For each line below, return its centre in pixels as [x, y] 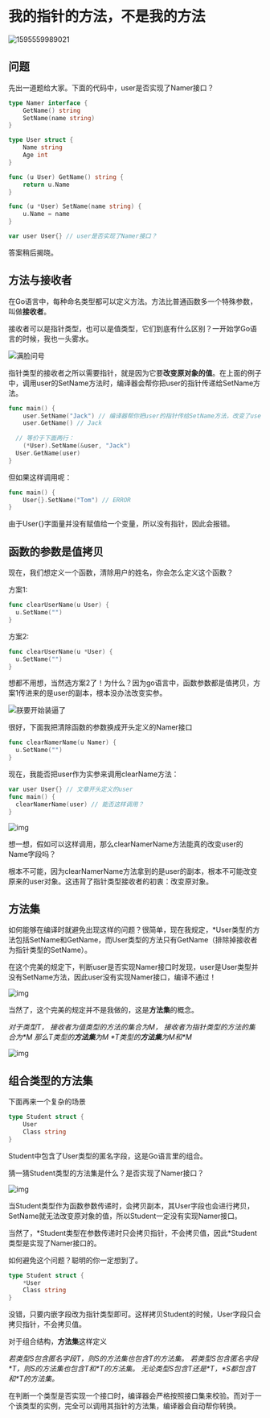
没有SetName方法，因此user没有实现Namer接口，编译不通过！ [112, 977]
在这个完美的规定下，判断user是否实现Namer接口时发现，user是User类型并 [133, 967]
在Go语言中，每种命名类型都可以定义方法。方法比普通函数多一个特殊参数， [133, 301]
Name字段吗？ [32, 854]
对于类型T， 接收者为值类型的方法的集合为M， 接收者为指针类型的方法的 [129, 1027]
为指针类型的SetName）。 [50, 950]
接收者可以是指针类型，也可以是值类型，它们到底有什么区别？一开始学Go [129, 328]
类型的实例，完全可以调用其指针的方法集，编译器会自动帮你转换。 [131, 1406]
